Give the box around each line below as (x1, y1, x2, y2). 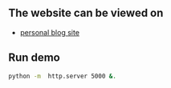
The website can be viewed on (8, 6, 164, 20)
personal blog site (19, 27, 80, 37)
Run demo (8, 51, 60, 65)
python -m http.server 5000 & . (8, 72, 116, 80)
